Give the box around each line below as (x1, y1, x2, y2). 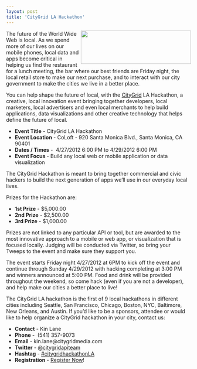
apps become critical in (6, 55, 63, 62)
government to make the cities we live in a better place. (6, 80, 140, 87)
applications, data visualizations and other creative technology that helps (6, 110, 183, 117)
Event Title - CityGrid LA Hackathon (14, 127, 103, 135)
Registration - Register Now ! (14, 356, 85, 363)
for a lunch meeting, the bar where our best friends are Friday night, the (6, 67, 180, 74)
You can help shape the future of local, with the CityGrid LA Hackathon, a (6, 91, 184, 98)
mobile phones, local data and (6, 49, 79, 56)
